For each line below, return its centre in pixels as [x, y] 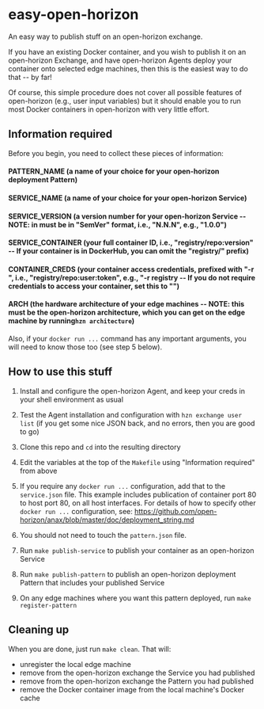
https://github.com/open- [175, 511]
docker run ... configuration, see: [76, 511]
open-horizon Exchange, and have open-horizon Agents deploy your [120, 60]
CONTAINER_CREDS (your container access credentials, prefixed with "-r [131, 269]
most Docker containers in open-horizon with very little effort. [109, 109]
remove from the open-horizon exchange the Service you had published [137, 673]
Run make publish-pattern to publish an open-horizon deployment [128, 574]
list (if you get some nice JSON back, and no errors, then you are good [137, 423]
